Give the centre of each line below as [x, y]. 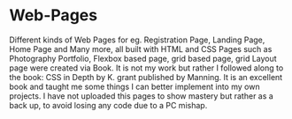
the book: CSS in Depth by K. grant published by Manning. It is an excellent [146, 77]
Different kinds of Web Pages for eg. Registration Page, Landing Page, [137, 40]
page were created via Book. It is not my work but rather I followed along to [146, 68]
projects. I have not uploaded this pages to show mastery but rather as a [142, 96]
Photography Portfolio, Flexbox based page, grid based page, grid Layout [143, 58]
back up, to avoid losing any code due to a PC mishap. [108, 105]
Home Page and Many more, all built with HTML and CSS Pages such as [141, 48]
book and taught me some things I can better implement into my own [134, 86]
